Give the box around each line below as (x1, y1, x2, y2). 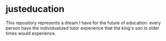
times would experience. (5, 30, 56, 36)
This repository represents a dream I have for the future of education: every (5, 20, 161, 26)
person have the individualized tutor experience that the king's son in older (5, 25, 160, 31)
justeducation (5, 3, 64, 15)
